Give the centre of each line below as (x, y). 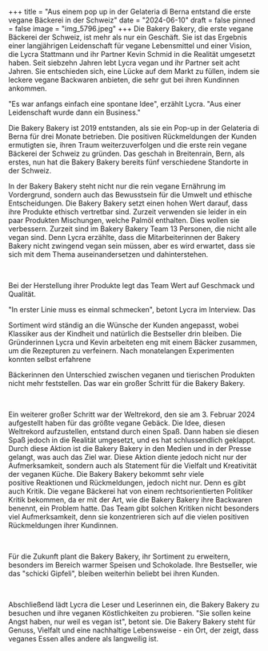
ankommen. (28, 88)
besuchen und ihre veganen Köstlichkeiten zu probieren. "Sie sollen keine (130, 613)
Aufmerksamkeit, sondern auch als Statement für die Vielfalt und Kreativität (133, 466)
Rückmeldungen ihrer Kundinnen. (63, 525)
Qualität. (22, 294)
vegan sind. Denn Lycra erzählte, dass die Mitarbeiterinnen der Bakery (124, 237)
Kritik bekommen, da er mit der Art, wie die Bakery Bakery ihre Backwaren (130, 500)
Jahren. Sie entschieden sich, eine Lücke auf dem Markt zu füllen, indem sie (134, 71)
